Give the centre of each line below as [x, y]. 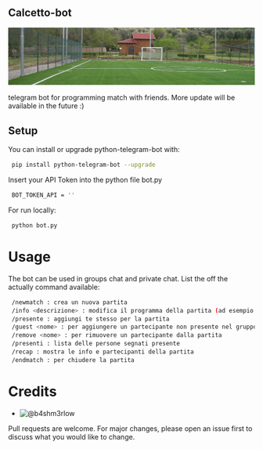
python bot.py [34, 226]
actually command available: [54, 287]
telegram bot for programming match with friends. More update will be [122, 98]
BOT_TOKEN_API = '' [43, 195]
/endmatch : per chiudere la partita [73, 360]
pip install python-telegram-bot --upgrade [83, 165]
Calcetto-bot [40, 13]
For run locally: [32, 210]
